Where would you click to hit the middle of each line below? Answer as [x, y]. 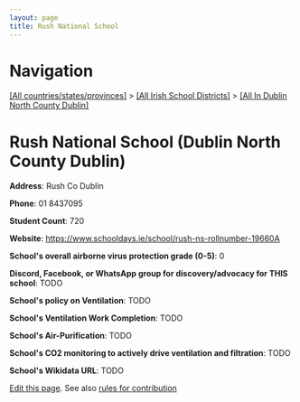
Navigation [51, 71]
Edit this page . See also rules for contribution [94, 388]
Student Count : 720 [47, 221]
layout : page [34, 18]
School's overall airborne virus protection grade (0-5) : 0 [117, 256]
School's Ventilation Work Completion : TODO [96, 318]
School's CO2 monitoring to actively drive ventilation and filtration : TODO [150, 353]
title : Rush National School [64, 26]
